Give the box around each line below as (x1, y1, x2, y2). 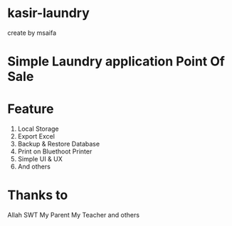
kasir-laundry (7, 5, 90, 21)
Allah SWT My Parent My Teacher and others (7, 211, 140, 219)
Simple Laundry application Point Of (7, 53, 226, 70)
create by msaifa (7, 28, 57, 37)
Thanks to (7, 187, 68, 203)
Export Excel (17, 132, 56, 141)
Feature (7, 101, 54, 117)
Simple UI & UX (17, 155, 63, 163)
